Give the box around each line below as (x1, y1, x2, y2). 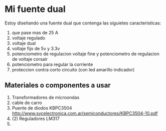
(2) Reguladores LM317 (11, 116, 60, 122)
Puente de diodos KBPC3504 (11, 105, 72, 111)
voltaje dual (11, 40, 36, 46)
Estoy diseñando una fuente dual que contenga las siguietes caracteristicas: (4, 20, 162, 26)
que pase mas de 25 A (11, 29, 58, 35)
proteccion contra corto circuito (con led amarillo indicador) (11, 66, 135, 73)
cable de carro (11, 100, 42, 106)
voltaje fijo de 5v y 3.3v (11, 45, 60, 51)
